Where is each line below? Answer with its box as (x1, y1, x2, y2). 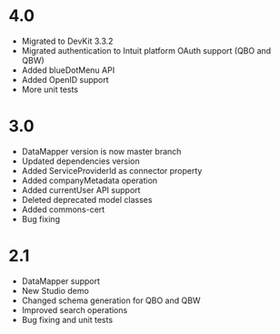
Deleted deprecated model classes (21, 194, 153, 205)
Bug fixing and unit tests (21, 314, 114, 325)
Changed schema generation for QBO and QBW (21, 295, 201, 306)
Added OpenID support (21, 74, 110, 85)
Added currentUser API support (21, 184, 141, 196)
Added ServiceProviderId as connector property (21, 165, 203, 176)
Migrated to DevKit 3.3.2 (21, 35, 114, 46)
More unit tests (21, 84, 79, 95)
